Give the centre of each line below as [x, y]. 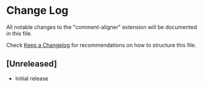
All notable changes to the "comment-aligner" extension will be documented [102, 27]
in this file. [19, 33]
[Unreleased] [32, 64]
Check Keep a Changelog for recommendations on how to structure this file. [101, 45]
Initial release [32, 78]
